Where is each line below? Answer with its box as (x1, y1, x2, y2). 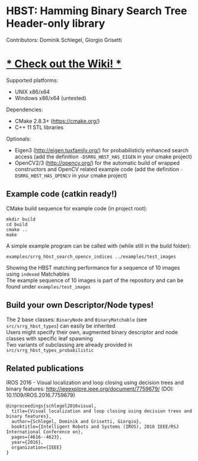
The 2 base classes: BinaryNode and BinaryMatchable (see (6, 316, 147, 323)
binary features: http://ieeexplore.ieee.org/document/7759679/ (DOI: (6, 385, 174, 392)
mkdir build (6, 216, 36, 222)
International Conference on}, (6, 429, 84, 435)
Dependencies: (6, 105, 43, 113)
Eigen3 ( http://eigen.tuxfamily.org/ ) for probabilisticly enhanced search (14, 146, 189, 153)
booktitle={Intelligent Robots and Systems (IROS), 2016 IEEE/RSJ (11, 424, 179, 430)
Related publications (6, 363, 84, 373)
